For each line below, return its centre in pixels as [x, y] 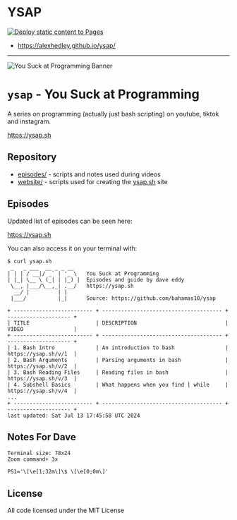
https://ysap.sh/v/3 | [42, 378]
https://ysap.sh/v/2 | [42, 366]
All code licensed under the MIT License [66, 510]
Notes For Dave [42, 437]
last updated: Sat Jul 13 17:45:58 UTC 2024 [74, 416]
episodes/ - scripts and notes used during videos [89, 174]
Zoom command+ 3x [33, 459]
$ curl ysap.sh [30, 261]
